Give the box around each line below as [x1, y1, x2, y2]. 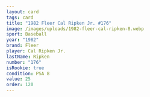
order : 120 [6, 82, 34, 88]
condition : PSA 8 [6, 70, 50, 77]
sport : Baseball [6, 31, 47, 37]
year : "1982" [6, 37, 39, 43]
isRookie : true [6, 64, 45, 71]
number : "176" [6, 59, 42, 65]
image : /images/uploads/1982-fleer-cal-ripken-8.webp [6, 25, 145, 32]
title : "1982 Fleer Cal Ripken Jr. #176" [6, 20, 112, 26]
